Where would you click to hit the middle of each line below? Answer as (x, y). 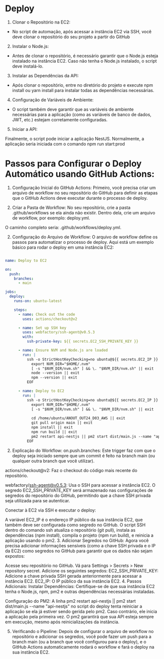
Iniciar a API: (25, 129)
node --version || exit (55, 373)
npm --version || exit (54, 377)
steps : (20, 310)
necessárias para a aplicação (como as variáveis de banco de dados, (82, 114)
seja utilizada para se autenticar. (38, 500)
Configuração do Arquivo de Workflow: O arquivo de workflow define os (85, 237)
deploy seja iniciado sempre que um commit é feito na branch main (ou (83, 455)
